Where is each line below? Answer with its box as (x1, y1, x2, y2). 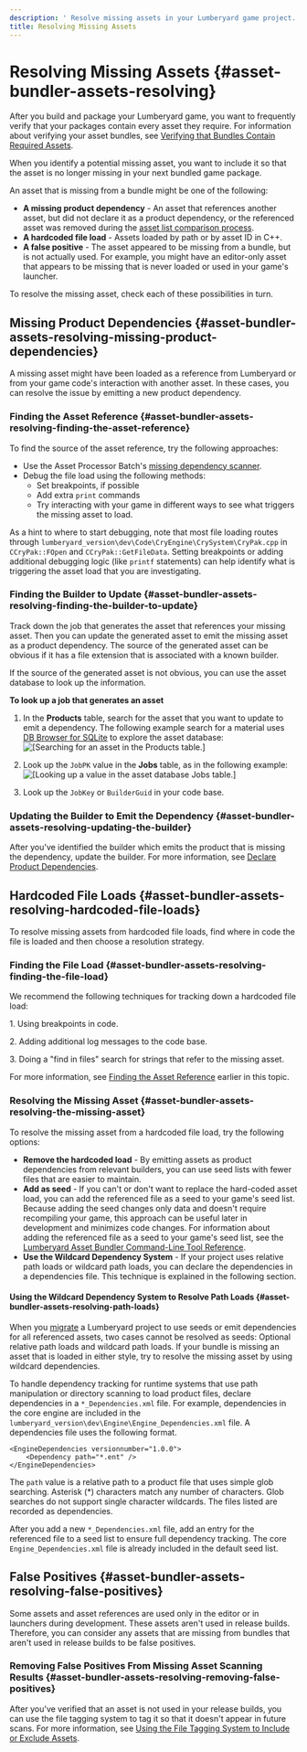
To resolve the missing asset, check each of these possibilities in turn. (9, 289, 274, 300)
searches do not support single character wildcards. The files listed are (9, 1496, 278, 1507)
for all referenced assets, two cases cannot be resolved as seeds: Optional (9, 1331, 291, 1342)
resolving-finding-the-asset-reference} (9, 422, 190, 434)
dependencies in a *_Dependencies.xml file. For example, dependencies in (9, 1397, 287, 1408)
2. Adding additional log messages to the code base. (9, 1036, 208, 1047)
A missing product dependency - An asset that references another (22, 203, 277, 214)
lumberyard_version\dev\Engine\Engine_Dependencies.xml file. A (9, 1416, 251, 1427)
